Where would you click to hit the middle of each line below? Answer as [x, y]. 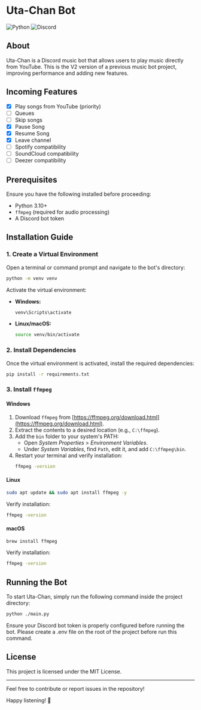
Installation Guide [40, 237]
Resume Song [32, 133]
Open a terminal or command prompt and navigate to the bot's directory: [96, 267]
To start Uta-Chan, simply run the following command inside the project [95, 597]
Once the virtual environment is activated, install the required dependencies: [100, 363]
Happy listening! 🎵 [29, 700]
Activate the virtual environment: [46, 290]
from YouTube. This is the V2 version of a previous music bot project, [92, 67]
